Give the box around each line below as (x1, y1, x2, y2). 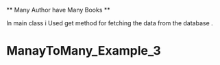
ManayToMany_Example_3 (6, 43, 162, 59)
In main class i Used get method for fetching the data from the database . (6, 19, 213, 27)
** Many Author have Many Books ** (6, 6, 110, 14)
